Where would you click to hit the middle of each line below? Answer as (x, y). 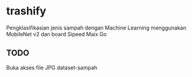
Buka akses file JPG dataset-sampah (52, 67)
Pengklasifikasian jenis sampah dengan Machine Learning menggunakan (96, 28)
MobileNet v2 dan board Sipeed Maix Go (56, 34)
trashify (26, 11)
